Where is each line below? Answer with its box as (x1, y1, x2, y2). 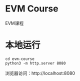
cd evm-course (5, 56, 35, 61)
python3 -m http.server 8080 (5, 60, 66, 65)
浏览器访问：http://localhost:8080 (5, 70, 75, 76)
